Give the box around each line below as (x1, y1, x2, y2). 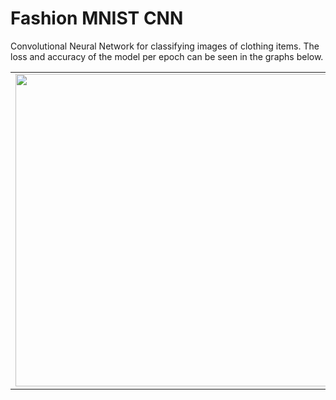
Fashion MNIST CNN (10, 7, 184, 30)
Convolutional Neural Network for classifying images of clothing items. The (10, 40, 320, 52)
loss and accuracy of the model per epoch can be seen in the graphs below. (10, 50, 324, 62)
